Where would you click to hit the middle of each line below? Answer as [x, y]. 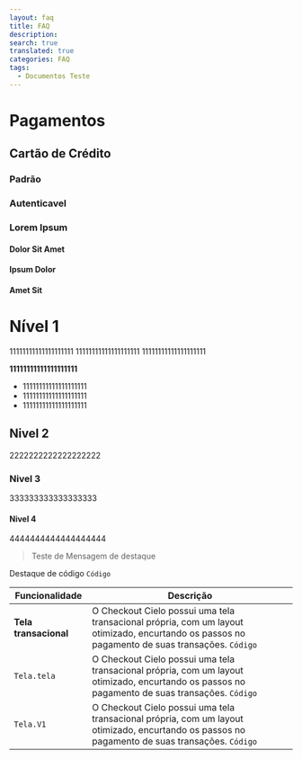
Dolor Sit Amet [37, 249]
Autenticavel [38, 203]
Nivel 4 [23, 519]
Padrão [26, 179]
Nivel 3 [25, 478]
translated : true [42, 51]
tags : [19, 68]
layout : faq [31, 18]
